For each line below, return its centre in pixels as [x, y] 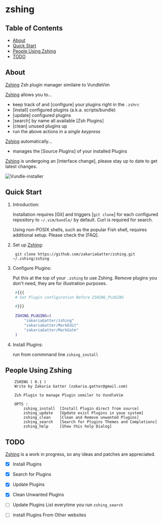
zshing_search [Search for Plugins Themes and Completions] [90, 422]
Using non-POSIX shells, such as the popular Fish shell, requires [80, 229]
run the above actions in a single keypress [56, 131]
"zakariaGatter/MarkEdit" [51, 325]
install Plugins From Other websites [49, 515]
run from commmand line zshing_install [55, 354]
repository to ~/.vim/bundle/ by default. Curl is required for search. [83, 220]
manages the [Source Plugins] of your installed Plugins [70, 151]
